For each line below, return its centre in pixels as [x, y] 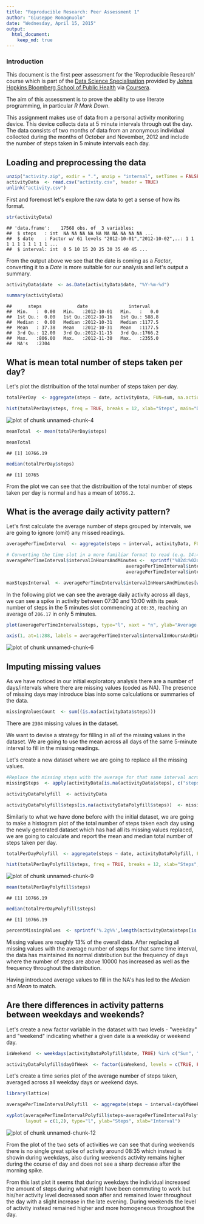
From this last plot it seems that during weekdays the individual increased [98, 1182]
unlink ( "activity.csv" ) [36, 188]
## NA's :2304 [28, 344]
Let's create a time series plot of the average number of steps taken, [92, 1076]
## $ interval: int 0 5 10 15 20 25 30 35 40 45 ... [77, 249]
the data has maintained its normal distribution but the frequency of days [97, 955]
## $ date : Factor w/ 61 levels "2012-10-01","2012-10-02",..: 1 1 [100, 239]
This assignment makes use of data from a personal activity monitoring [95, 118]
